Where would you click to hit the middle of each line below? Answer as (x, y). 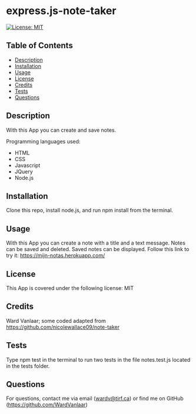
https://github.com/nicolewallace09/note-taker (63, 327)
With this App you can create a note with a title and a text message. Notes (96, 243)
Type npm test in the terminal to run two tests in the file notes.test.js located (98, 359)
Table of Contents (40, 46)
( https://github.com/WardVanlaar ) (47, 405)
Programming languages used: (43, 141)
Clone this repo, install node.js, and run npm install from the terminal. (90, 211)
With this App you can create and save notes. (61, 130)
